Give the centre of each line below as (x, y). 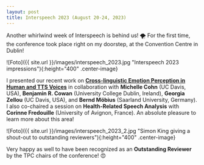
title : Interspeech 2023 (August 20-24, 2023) (66, 18)
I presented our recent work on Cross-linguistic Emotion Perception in (96, 80)
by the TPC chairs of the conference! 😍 (56, 155)
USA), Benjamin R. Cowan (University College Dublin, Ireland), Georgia (96, 93)
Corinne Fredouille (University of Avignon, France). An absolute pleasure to (101, 112)
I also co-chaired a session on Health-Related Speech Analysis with (93, 106)
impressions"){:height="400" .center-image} (62, 69)
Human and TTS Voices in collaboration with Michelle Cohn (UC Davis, (96, 87)
